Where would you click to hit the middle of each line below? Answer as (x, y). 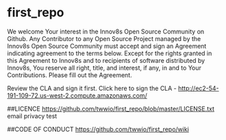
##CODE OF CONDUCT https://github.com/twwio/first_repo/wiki (98, 129)
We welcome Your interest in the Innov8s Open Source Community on (106, 31)
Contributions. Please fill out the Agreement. (70, 75)
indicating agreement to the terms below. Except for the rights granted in (110, 53)
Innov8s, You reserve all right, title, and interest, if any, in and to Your (104, 68)
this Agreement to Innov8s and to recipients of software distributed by (106, 60)
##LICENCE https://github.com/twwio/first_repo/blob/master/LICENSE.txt (111, 109)
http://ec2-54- (198, 88)
